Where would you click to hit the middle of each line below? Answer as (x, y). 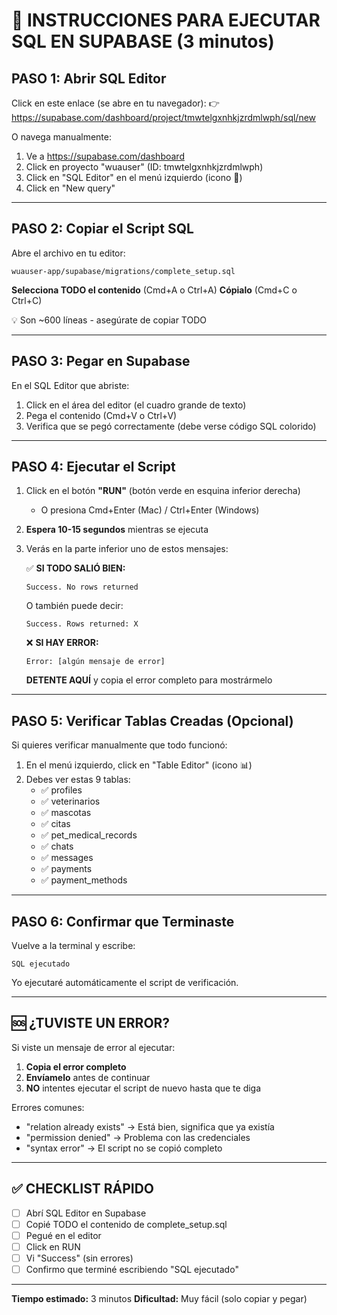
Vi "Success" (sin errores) (79, 1258)
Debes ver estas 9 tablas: (78, 780)
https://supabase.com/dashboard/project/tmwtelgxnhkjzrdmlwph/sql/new (164, 117)
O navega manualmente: (61, 137)
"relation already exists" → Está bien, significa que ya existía (150, 1126)
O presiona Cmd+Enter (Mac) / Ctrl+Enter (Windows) (150, 510)
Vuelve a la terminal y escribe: (73, 946)
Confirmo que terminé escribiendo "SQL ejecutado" (132, 1269)
